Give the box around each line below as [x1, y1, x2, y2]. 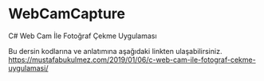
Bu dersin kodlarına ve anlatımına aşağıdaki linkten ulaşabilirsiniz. [8, 46, 223, 56]
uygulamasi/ [8, 63, 49, 72]
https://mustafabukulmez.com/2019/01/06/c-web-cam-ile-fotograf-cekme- [8, 55, 257, 64]
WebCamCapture [8, 5, 126, 23]
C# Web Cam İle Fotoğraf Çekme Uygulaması [8, 31, 157, 40]
